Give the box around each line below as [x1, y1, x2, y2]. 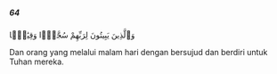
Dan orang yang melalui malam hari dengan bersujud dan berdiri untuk [9, 46, 268, 57]
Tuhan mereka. [9, 56, 64, 67]
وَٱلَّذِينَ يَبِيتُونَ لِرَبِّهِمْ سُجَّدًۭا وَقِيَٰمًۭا [9, 29, 135, 40]
